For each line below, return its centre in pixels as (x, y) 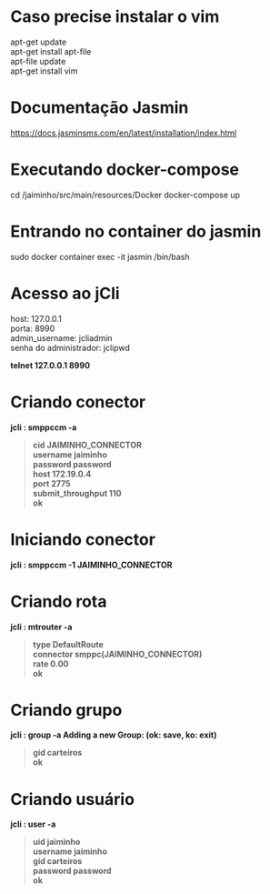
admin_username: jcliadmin (61, 337)
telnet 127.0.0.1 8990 (50, 365)
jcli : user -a (33, 824)
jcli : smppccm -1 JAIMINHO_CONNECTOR (91, 565)
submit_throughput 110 (77, 493)
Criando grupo (66, 710)
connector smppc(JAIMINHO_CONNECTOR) (117, 654)
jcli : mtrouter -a (41, 627)
